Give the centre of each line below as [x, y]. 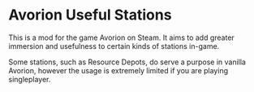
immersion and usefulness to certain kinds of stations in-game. [114, 46]
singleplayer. [30, 79]
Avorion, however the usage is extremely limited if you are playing [118, 70]
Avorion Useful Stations [90, 15]
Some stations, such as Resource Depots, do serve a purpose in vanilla [127, 62]
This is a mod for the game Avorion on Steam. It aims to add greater [122, 37]
